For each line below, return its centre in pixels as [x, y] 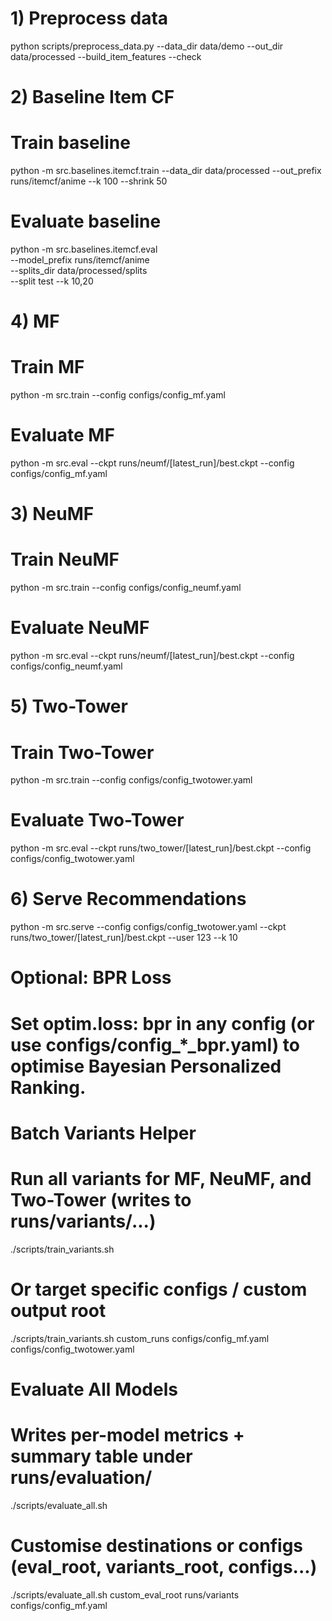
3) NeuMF [52, 514]
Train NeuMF [65, 559]
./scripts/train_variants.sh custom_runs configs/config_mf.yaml [140, 1338]
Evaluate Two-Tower [97, 820]
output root [58, 1310]
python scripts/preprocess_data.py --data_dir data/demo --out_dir [147, 46]
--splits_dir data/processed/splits [79, 270]
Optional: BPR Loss [91, 978]
